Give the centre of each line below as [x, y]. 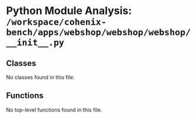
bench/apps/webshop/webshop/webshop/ [99, 33]
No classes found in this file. [40, 77]
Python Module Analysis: [69, 11]
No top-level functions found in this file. [54, 110]
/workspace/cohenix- [57, 22]
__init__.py [35, 42]
